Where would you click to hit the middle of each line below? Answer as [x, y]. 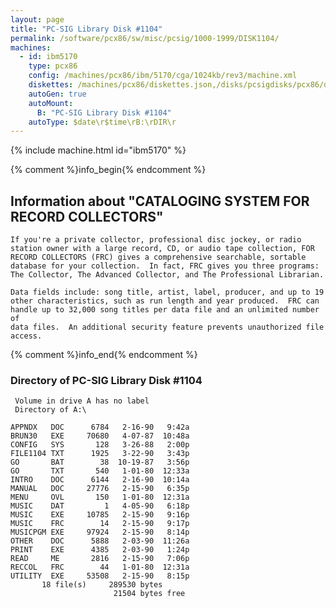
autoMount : [51, 103]
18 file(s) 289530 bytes [102, 585]
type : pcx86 [53, 66]
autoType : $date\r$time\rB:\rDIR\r [102, 122]
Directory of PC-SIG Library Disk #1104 [106, 380]
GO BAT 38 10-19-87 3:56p [100, 462]
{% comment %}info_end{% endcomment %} [104, 355]
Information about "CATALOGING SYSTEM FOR [160, 201]
